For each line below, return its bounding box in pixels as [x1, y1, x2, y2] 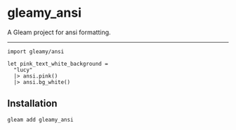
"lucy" [13, 66, 33, 73]
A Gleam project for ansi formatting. [7, 28, 111, 36]
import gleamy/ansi [7, 48, 65, 55]
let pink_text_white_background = [7, 60, 109, 67]
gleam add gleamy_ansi [7, 116, 74, 123]
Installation [7, 98, 58, 110]
